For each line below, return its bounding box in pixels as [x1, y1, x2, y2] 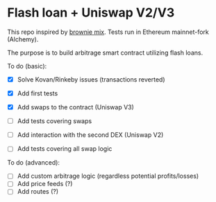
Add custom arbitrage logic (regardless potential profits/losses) [17, 172, 199, 181]
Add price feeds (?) [17, 180, 73, 188]
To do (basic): [7, 62, 47, 70]
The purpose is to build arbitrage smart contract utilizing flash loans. [7, 48, 203, 57]
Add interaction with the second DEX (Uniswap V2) [17, 131, 164, 139]
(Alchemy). [7, 35, 39, 43]
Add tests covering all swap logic [17, 145, 113, 153]
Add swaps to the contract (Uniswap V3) [17, 103, 134, 111]
